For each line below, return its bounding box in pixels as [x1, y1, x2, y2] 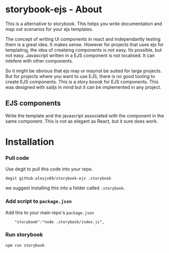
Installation [5, 136, 54, 147]
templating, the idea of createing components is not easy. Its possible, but [5, 47, 162, 53]
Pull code [5, 154, 29, 161]
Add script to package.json [5, 198, 72, 205]
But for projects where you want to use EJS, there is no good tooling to [5, 73, 155, 79]
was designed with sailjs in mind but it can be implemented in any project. [5, 84, 162, 90]
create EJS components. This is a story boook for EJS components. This [5, 79, 159, 85]
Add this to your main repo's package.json [5, 209, 94, 216]
